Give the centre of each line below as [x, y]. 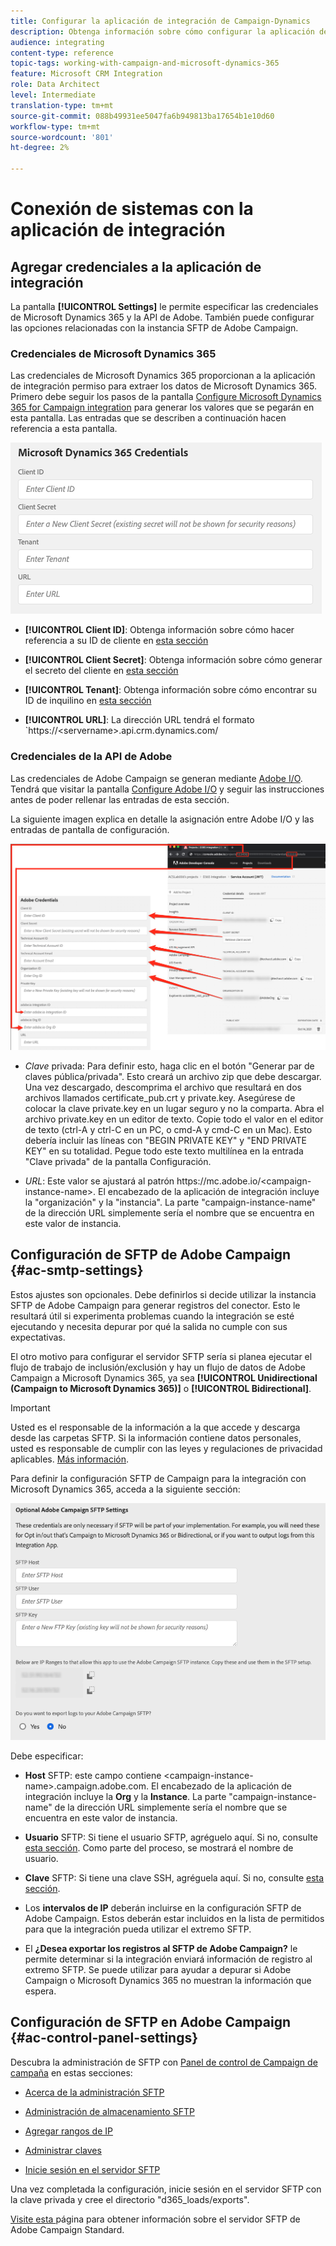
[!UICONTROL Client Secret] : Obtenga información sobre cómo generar [173, 660]
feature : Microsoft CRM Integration [86, 74]
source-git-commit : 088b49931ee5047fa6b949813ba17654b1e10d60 [142, 116]
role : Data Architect [55, 85]
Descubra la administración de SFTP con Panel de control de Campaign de [164, 2062]
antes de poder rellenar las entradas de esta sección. [120, 799]
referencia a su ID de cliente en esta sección [116, 641]
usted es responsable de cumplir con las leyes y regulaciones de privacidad [166, 1448]
